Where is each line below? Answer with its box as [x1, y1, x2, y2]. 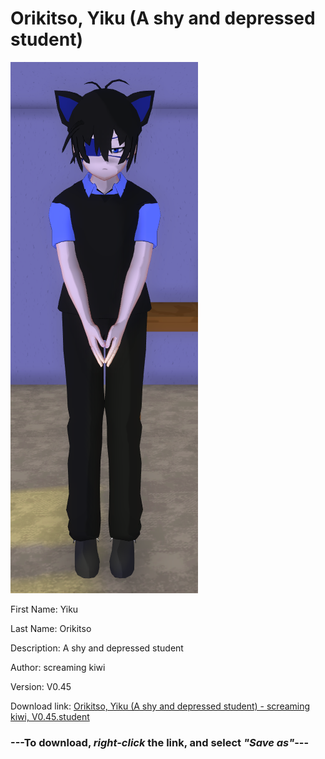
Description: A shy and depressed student [10, 642, 184, 654]
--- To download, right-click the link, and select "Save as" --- [10, 735, 310, 749]
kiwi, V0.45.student [10, 710, 90, 722]
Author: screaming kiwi [10, 661, 106, 673]
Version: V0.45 [10, 680, 72, 692]
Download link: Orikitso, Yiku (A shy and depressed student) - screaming [10, 700, 311, 712]
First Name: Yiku [10, 603, 79, 615]
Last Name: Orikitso [10, 622, 92, 634]
